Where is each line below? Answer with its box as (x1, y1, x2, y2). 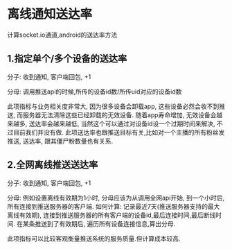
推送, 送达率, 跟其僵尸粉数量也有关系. (7, 137, 113, 145)
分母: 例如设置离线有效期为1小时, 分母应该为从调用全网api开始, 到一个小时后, (7, 194, 225, 202)
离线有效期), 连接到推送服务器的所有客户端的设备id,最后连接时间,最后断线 (7, 211, 216, 219)
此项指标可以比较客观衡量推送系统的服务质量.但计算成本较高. (7, 234, 181, 243)
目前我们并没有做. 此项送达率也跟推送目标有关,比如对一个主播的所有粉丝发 (12, 128, 225, 136)
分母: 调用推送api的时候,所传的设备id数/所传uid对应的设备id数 (7, 87, 182, 96)
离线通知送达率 (7, 6, 93, 22)
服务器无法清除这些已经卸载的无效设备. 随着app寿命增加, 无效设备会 (22, 110, 217, 119)
